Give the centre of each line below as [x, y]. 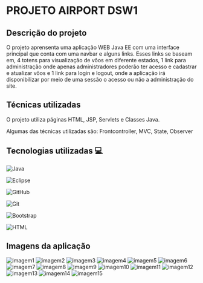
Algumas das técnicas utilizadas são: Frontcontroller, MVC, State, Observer [100, 131]
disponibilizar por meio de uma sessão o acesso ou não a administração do [100, 80]
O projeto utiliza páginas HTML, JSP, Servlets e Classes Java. [83, 119]
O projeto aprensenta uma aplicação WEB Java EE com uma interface [93, 47]
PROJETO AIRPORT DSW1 [72, 11]
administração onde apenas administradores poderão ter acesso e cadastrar [101, 67]
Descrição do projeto [47, 33]
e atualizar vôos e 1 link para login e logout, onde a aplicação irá [86, 73]
